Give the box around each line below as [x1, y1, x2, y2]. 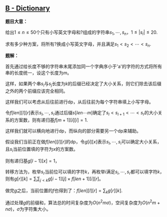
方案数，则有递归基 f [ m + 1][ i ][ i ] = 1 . [14, 117, 88, 123]
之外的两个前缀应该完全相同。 [5, 88, 68, 94]
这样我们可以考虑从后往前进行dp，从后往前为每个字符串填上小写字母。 [5, 99, 154, 105]
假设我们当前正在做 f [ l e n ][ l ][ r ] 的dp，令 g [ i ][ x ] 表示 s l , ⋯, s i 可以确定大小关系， [5, 139, 162, 146]
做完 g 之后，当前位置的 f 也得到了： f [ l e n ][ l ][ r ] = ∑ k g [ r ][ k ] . [5, 187, 123, 195]
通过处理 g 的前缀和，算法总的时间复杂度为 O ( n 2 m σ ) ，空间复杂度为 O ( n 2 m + [5, 199, 160, 206]
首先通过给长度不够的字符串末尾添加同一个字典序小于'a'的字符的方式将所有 [5, 63, 162, 69]
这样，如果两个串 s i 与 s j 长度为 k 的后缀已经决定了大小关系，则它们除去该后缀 [5, 81, 162, 88]
